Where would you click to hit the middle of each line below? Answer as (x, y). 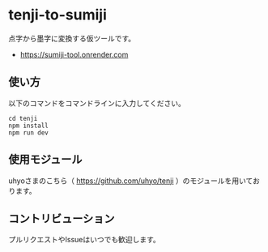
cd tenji (23, 118)
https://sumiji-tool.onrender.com (74, 54)
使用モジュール (45, 160)
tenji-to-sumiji (58, 15)
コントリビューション (62, 218)
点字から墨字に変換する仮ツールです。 (72, 38)
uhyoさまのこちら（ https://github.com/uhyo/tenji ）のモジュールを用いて (131, 181)
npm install (28, 126)
